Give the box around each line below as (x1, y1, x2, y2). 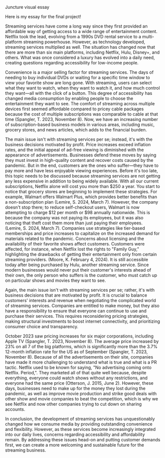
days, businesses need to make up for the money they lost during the (5, 386, 146, 391)
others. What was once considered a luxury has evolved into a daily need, (5, 55, 155, 61)
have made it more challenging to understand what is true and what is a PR (5, 359, 157, 365)
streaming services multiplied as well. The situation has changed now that (5, 44, 155, 50)
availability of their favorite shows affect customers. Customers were (5, 241, 145, 246)
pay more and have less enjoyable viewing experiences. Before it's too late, (5, 168, 159, 174)
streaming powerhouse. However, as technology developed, (23, 39, 145, 45)
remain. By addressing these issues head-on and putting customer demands (5, 437, 161, 442)
